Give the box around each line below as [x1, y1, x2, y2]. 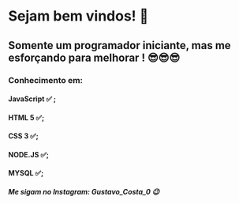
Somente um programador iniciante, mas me [8, 39, 231, 52]
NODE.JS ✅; [8, 149, 50, 159]
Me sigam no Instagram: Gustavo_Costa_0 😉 [8, 187, 160, 197]
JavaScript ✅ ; [8, 94, 57, 104]
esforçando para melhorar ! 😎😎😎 [8, 51, 181, 64]
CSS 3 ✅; [8, 131, 39, 141]
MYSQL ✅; [8, 168, 44, 178]
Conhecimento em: [8, 74, 84, 85]
